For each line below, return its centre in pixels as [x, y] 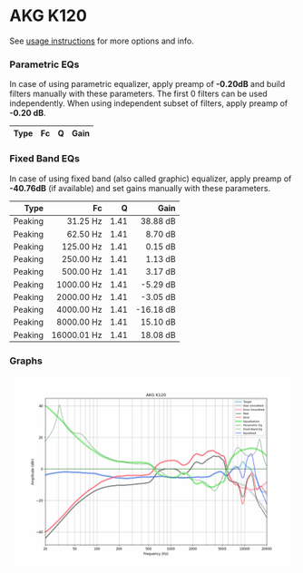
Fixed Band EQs [44, 159]
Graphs [26, 361]
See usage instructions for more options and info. [102, 41]
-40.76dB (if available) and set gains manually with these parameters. [140, 188]
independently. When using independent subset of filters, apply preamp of [149, 103]
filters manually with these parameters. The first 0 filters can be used [138, 94]
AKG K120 [49, 16]
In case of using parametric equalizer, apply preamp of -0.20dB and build [147, 84]
